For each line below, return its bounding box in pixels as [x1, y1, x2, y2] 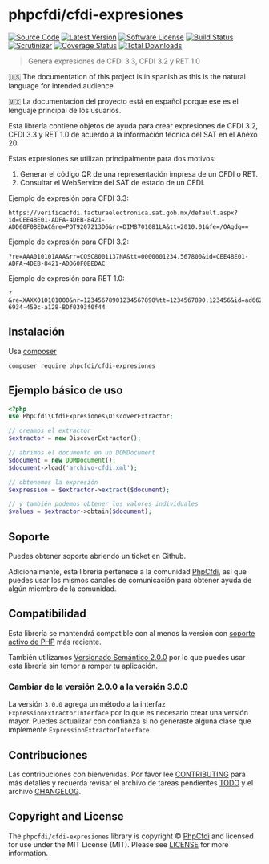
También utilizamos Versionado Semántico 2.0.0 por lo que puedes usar [8, 652, 246, 662]
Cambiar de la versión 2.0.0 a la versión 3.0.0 [8, 681, 188, 692]
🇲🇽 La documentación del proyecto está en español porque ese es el [8, 96, 239, 106]
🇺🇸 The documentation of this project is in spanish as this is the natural [8, 71, 246, 81]
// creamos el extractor [8, 427, 91, 435]
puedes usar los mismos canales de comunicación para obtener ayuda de [8, 576, 252, 585]
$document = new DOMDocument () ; [8, 456, 116, 464]
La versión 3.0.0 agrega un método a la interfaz [8, 699, 166, 709]
